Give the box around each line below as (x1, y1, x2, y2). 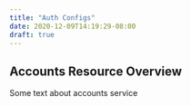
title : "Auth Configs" (9, 13, 95, 23)
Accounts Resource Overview (9, 63, 182, 79)
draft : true (9, 30, 55, 39)
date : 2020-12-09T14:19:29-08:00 (9, 22, 136, 31)
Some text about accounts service (9, 88, 138, 99)
